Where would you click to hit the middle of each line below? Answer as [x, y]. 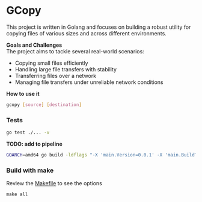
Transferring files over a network [56, 76]
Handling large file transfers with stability [66, 69]
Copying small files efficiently [51, 63]
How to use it [23, 94]
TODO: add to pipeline [34, 144]
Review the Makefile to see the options [54, 183]
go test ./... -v [28, 132]
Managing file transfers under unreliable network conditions [89, 82]
